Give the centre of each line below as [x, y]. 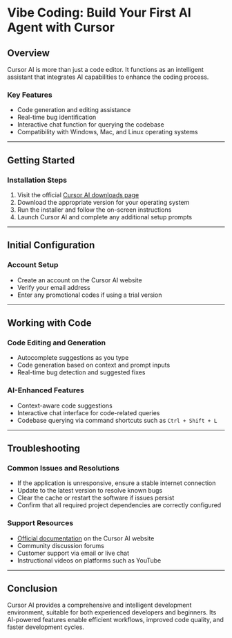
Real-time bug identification [57, 117]
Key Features [30, 95]
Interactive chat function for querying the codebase [90, 125]
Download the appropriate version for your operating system [103, 202]
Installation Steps [37, 180]
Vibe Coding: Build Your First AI [99, 13]
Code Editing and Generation [56, 343]
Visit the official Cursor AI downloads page [78, 194]
